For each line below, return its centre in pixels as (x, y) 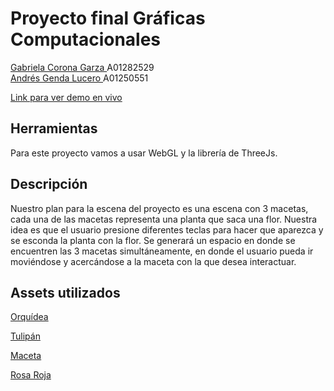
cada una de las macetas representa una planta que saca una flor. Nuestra (164, 219)
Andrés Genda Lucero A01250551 (79, 78)
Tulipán (25, 336)
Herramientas (54, 128)
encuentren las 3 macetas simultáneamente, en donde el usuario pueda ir (162, 251)
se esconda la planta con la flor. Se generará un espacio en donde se (153, 240)
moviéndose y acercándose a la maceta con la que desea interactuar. (153, 261)
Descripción (49, 184)
